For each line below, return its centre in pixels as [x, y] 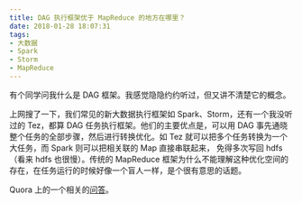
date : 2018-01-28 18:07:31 [60, 26]
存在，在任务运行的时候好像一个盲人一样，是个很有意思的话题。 [128, 170]
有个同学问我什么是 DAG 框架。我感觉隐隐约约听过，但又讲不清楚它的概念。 [150, 95]
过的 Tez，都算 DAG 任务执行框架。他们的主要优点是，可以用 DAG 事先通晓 [149, 125]
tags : [19, 34]
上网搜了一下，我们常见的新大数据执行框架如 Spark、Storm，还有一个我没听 [151, 114]
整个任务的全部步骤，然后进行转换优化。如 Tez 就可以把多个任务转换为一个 [149, 136]
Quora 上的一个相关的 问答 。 [62, 189]
